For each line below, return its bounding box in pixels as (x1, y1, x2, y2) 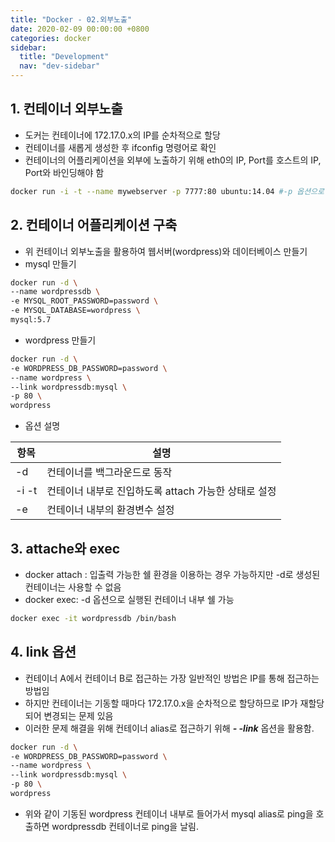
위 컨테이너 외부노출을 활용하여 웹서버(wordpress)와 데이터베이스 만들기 (24, 245, 308, 257)
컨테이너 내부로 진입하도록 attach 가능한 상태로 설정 (46, 484, 277, 498)
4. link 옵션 (10, 644, 77, 661)
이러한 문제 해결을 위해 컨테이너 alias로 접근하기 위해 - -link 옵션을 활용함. (24, 722, 315, 734)
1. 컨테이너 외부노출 (10, 101, 123, 118)
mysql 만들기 (24, 257, 77, 270)
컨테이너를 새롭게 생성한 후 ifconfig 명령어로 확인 (24, 141, 217, 153)
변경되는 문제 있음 (43, 709, 114, 721)
